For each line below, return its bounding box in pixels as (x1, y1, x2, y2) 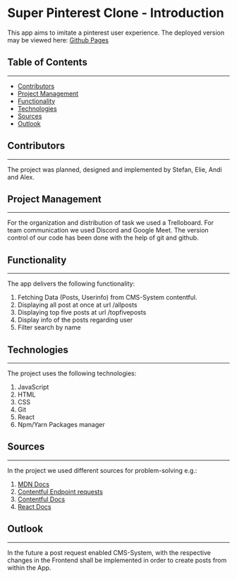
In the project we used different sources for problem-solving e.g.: (7, 466, 197, 474)
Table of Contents (7, 57, 88, 69)
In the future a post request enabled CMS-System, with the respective (7, 548, 212, 556)
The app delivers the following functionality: (7, 279, 135, 288)
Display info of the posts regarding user (17, 316, 133, 324)
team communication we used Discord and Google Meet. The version (7, 226, 209, 235)
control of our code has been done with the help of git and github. (7, 233, 199, 242)
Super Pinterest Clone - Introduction (7, 5, 224, 21)
